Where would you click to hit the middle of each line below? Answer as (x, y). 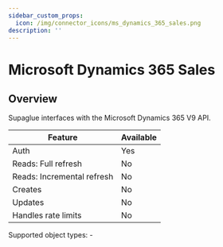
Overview (33, 99)
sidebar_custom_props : (46, 15)
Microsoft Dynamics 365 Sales (112, 69)
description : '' (35, 30)
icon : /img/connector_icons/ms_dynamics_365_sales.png (108, 23)
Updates (28, 203)
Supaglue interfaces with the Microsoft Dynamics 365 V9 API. (110, 118)
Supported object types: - (51, 235)
